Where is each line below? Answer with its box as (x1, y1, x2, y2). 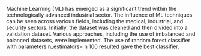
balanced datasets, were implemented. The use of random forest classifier (6, 37, 191, 43)
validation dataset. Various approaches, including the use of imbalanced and (6, 30, 196, 38)
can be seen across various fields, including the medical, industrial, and (6, 18, 184, 24)
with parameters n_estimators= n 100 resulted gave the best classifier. (6, 43, 180, 50)
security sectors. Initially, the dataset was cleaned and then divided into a (6, 24, 188, 31)
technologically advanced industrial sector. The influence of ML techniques (6, 11, 193, 18)
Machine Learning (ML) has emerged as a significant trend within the (6, 5, 177, 12)
